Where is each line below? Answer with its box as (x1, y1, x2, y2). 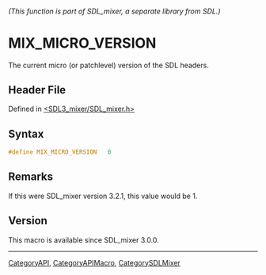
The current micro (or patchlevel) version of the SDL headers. (8, 60, 210, 70)
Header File (8, 83, 66, 97)
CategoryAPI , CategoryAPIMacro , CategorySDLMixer (8, 258, 180, 267)
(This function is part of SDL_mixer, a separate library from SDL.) (8, 6, 221, 16)
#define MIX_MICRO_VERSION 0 (8, 148, 112, 156)
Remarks (8, 170, 54, 184)
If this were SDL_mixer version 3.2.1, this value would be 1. (8, 191, 198, 201)
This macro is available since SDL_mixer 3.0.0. (8, 235, 160, 245)
